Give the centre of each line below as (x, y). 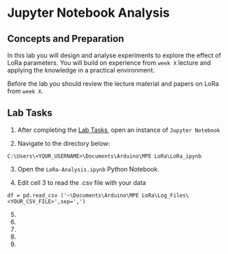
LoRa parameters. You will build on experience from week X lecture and (109, 63)
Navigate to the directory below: (64, 143)
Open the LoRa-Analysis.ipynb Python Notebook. (88, 169)
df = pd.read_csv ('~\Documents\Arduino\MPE (73, 195)
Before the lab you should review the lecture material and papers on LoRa (113, 84)
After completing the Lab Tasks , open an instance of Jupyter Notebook (119, 130)
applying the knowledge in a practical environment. (81, 70)
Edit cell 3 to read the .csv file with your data (81, 182)
